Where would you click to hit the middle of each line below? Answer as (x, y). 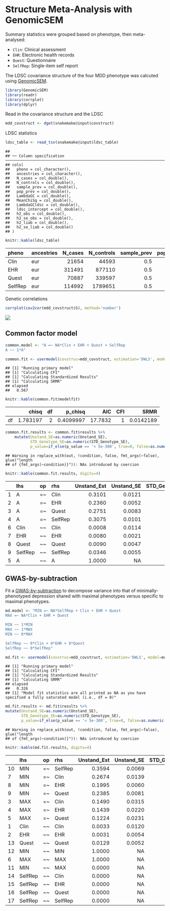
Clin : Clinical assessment (39, 49)
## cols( (14, 165)
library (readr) (21, 95)
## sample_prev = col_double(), (42, 187)
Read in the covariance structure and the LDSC (54, 114)
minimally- (147, 591)
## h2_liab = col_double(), (37, 223)
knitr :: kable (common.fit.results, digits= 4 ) (53, 474)
